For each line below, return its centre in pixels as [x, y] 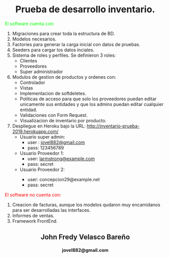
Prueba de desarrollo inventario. [85, 9]
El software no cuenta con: [33, 195]
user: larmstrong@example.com [61, 158]
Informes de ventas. [33, 216]
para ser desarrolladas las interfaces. [51, 210]
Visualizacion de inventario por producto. [63, 120]
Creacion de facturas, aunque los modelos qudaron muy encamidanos [86, 205]
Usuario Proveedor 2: [42, 169]
